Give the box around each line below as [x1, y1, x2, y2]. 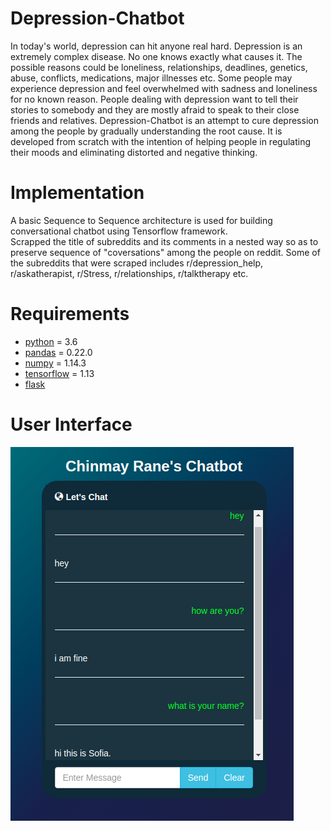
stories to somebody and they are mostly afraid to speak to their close [10, 103, 300, 116]
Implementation [10, 182, 145, 204]
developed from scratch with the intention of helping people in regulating [10, 135, 311, 147]
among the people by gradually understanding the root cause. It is [10, 125, 283, 137]
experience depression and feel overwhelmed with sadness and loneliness [10, 82, 318, 94]
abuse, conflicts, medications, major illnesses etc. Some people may [10, 72, 293, 84]
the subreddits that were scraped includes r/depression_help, [10, 257, 264, 269]
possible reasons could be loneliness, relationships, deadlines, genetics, [10, 61, 308, 73]
